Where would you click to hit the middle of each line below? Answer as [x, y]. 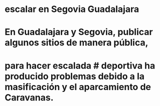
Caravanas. [29, 97]
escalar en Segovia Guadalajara [72, 9]
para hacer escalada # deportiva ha [80, 65]
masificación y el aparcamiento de [78, 87]
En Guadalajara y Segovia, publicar [79, 32]
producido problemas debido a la [75, 76]
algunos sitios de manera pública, [76, 43]
